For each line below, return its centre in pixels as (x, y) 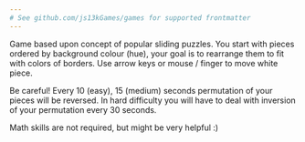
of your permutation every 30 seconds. (83, 109)
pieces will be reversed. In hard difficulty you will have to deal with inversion (153, 100)
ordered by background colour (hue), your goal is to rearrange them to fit (147, 53)
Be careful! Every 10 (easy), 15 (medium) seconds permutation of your (141, 90)
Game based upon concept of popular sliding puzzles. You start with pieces (152, 44)
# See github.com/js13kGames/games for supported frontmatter (130, 18)
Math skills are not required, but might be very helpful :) (114, 127)
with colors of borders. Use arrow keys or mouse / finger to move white (144, 63)
